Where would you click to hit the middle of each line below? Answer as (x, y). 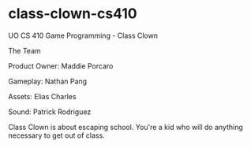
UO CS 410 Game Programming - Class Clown (83, 35)
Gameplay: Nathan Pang (48, 81)
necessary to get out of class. (56, 135)
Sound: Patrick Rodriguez (50, 112)
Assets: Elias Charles (42, 96)
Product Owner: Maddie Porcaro (61, 66)
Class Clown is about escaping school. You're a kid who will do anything (126, 127)
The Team (24, 50)
